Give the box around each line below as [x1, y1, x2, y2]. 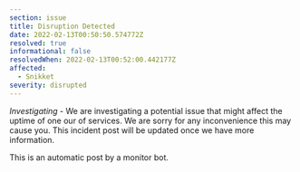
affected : [9, 64, 47, 73]
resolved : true [9, 38, 67, 48]
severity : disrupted [9, 81, 88, 90]
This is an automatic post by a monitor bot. [9, 151, 169, 163]
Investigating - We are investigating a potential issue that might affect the [9, 105, 283, 116]
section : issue [9, 13, 67, 23]
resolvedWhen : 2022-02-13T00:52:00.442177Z [9, 55, 177, 64]
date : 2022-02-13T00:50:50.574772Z [9, 30, 144, 39]
